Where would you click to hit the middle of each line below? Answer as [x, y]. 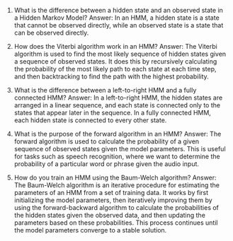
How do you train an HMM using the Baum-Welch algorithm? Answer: [115, 177]
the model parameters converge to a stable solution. [90, 230]
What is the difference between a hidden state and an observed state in [118, 10]
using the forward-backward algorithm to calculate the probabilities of [116, 207]
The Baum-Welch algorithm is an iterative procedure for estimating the [116, 185]
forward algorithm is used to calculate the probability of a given [107, 141]
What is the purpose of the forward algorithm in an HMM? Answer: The [118, 134]
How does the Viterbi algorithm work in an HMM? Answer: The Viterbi [115, 46]
